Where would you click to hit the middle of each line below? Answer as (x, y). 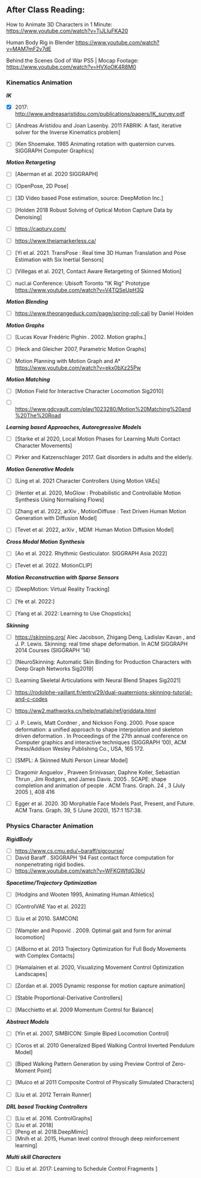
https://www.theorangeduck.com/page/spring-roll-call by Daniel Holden (104, 313)
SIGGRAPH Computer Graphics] (54, 151)
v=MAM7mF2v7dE (29, 49)
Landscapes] (31, 974)
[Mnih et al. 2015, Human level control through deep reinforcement (97, 1138)
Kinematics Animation (39, 82)
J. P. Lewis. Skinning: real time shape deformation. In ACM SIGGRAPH (101, 644)
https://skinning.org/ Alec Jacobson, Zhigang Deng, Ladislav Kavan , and (105, 637)
